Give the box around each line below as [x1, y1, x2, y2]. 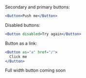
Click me [9, 54, 27, 59]
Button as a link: [5, 40, 37, 46]
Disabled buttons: [5, 22, 40, 28]
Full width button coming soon [5, 67, 66, 73]
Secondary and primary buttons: [5, 4, 70, 10]
